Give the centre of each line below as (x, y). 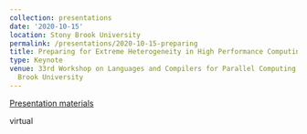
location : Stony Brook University (75, 35)
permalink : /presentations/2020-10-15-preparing (104, 43)
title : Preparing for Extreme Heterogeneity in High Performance (136, 52)
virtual (21, 120)
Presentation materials (52, 103)
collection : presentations (61, 18)
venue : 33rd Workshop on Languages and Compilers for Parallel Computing (153, 69)
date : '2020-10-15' (47, 26)
